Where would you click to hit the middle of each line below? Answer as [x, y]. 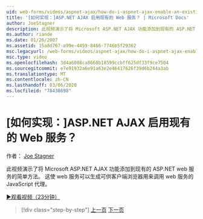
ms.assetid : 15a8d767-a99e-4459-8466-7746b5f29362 [71, 46]
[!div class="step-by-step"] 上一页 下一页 [72, 209]
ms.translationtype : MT [36, 74]
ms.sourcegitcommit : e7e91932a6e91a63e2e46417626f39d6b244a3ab [88, 68]
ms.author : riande [29, 35]
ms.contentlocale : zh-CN [37, 79]
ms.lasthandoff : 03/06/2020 [42, 86]
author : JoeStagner [31, 23]
